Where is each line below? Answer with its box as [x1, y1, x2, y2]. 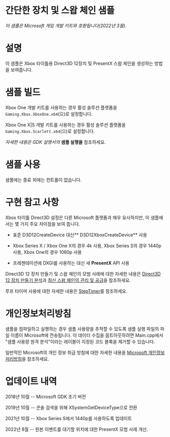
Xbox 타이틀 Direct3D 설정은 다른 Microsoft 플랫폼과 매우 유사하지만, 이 [5, 214, 150, 221]
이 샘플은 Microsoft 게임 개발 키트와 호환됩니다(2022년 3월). [5, 23, 127, 29]
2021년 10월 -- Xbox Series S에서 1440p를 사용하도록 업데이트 [5, 415, 132, 421]
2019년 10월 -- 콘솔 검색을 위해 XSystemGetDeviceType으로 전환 [5, 404, 137, 410]
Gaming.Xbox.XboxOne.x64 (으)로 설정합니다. [5, 111, 93, 117]
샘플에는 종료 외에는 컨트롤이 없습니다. [5, 177, 82, 183]
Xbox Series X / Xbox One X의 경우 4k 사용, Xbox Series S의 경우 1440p [12, 243, 162, 249]
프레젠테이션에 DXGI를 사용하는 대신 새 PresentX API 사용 [12, 259, 130, 266]
